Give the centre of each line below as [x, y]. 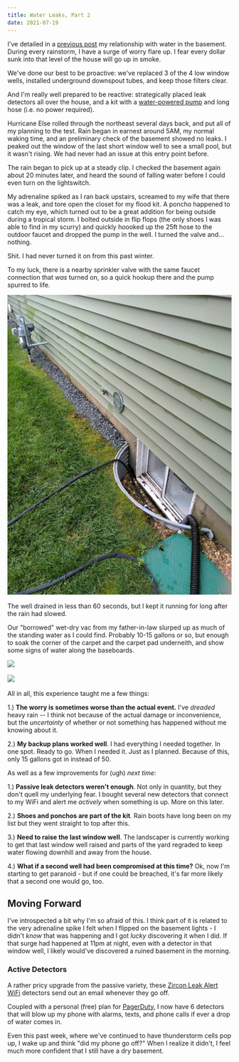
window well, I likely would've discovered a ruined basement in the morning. [119, 951]
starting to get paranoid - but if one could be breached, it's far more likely [115, 874]
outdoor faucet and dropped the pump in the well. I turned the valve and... [116, 234]
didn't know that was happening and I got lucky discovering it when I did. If [117, 936]
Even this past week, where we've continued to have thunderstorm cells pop [119, 1036]
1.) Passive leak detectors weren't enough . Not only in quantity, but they [115, 787]
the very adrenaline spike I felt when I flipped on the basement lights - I [112, 929]
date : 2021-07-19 [33, 22]
